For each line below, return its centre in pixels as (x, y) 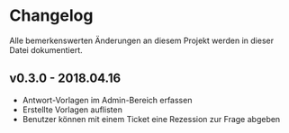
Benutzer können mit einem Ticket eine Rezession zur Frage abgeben (151, 119)
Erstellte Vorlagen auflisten (72, 110)
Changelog (51, 16)
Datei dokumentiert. (46, 49)
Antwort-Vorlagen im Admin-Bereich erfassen (107, 100)
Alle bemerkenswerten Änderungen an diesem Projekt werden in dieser (142, 40)
